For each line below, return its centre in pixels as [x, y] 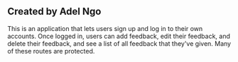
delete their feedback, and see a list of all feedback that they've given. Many [119, 43]
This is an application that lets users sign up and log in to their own [105, 28]
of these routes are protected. [51, 51]
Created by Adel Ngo [54, 12]
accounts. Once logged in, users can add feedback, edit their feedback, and [119, 36]
